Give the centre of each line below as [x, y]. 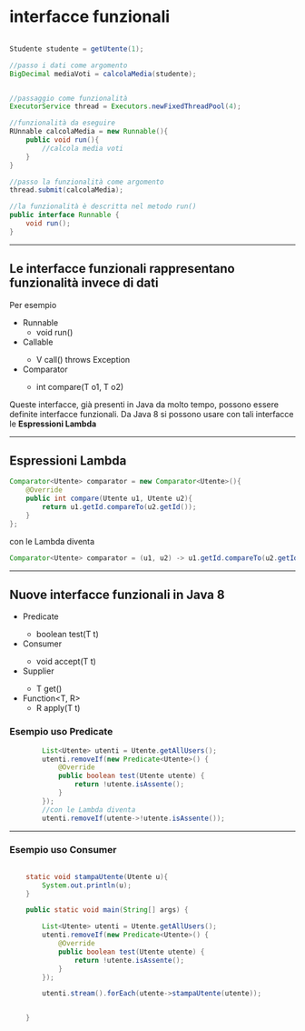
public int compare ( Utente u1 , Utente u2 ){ [109, 499]
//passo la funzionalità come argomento [87, 182]
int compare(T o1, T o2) [80, 386]
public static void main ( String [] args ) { [107, 910]
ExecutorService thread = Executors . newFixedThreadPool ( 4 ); [126, 106]
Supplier [38, 671]
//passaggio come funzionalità [69, 98]
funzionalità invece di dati [84, 283]
